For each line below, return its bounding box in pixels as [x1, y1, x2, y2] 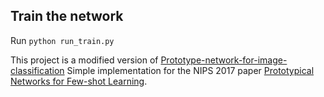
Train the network [10, 8, 124, 25]
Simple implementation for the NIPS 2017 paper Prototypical [66, 64, 315, 76]
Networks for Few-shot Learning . [10, 75, 148, 87]
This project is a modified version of [10, 54, 159, 66]
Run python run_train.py [10, 34, 115, 46]
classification [10, 64, 65, 76]
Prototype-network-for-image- [160, 54, 288, 66]
